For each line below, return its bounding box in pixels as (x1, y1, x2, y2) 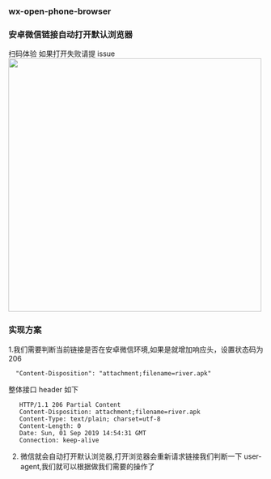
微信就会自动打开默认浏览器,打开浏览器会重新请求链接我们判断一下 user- (19, 451, 262, 461)
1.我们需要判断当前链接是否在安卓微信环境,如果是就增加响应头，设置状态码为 (8, 344, 264, 354)
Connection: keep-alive (19, 436, 100, 444)
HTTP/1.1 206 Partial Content (19, 400, 121, 408)
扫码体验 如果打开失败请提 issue (8, 49, 116, 58)
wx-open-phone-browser (8, 6, 112, 17)
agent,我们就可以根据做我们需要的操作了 (19, 461, 155, 471)
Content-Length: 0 (19, 421, 82, 430)
